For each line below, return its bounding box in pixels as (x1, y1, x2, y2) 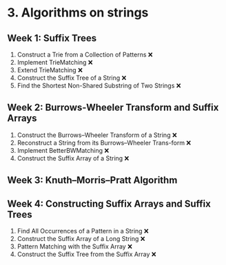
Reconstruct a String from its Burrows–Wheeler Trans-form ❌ (17, 138, 192, 147)
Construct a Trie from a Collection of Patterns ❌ (17, 50, 153, 59)
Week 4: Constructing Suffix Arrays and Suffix (7, 198, 212, 209)
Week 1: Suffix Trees (7, 32, 97, 44)
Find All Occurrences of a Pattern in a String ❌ (17, 227, 150, 235)
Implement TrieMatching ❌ (17, 59, 93, 66)
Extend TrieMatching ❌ (17, 66, 83, 74)
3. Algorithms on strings (7, 5, 149, 21)
